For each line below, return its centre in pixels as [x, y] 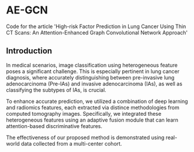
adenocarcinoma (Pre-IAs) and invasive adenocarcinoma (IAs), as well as [94, 84]
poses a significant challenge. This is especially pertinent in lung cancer [93, 71]
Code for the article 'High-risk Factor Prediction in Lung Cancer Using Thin [96, 26]
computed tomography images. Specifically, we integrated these [84, 113]
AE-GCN [27, 10]
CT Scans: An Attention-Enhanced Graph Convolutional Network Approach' [97, 32]
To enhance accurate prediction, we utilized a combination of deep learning [97, 101]
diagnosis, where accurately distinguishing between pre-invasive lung [90, 77]
